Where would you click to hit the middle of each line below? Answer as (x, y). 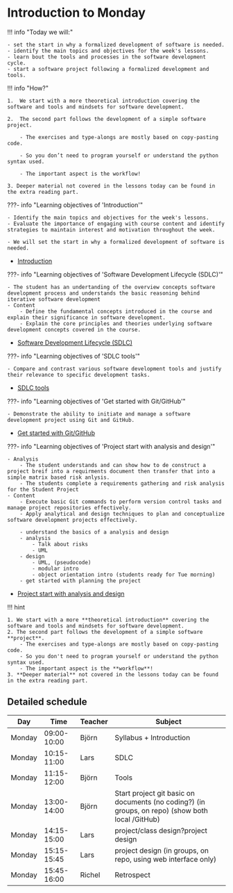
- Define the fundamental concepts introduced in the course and (116, 311)
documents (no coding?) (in (160, 802)
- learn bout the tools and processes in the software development (107, 57)
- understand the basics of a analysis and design (94, 532)
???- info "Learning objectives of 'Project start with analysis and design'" (111, 446)
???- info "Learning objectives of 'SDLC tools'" (74, 356)
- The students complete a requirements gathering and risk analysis (122, 483)
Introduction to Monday (76, 13)
